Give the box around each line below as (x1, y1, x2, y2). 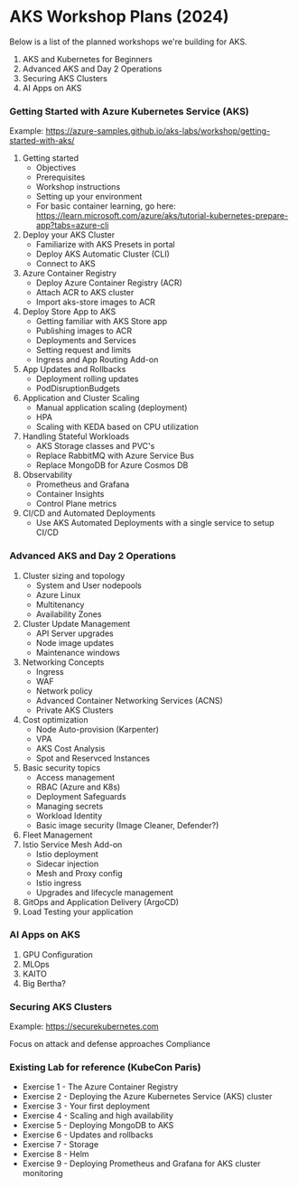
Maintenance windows (35, 647, 120, 658)
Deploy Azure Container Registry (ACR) (35, 277, 182, 288)
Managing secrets (35, 800, 104, 811)
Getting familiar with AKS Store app (35, 316, 168, 327)
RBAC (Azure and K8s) (35, 781, 121, 792)
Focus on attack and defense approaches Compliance (9, 1039, 210, 1050)
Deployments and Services (35, 335, 137, 346)
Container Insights (35, 489, 105, 500)
